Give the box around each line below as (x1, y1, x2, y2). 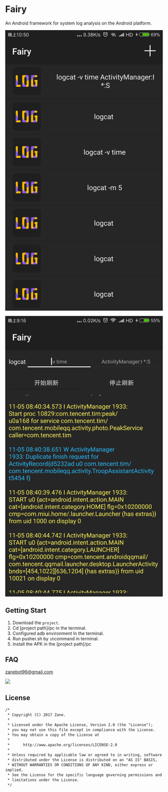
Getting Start (5, 606, 46, 615)
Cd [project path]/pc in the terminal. (12, 625, 86, 631)
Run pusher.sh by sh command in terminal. (12, 635, 99, 642)
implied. (5, 767, 23, 772)
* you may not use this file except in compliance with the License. (7, 727, 155, 732)
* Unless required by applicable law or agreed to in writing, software (7, 752, 162, 757)
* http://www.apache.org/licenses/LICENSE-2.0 (7, 742, 117, 747)
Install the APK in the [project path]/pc (12, 641, 91, 647)
